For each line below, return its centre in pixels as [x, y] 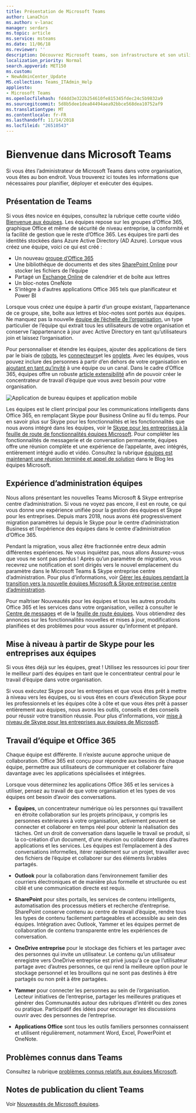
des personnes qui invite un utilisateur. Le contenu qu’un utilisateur [95, 955]
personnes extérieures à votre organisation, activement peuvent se [95, 821]
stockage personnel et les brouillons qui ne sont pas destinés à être [96, 973]
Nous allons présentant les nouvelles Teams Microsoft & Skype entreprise [95, 497]
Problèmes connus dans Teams [64, 1057]
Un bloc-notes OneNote [43, 283]
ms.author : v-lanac [30, 22]
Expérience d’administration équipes [74, 483]
